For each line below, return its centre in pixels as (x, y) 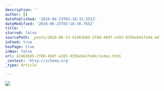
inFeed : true (19, 42)
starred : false (21, 33)
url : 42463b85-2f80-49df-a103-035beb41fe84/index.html (63, 56)
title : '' (15, 28)
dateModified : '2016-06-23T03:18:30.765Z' (50, 24)
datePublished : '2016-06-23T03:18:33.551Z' (51, 19)
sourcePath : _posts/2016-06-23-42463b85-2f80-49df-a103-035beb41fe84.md (82, 38)
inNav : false (19, 51)
